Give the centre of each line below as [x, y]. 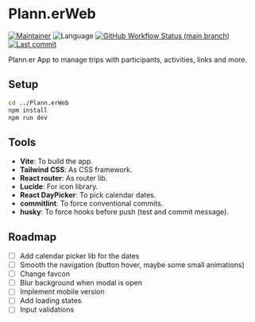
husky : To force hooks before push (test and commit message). [124, 212]
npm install [28, 110]
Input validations [47, 309]
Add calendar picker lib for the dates [79, 256]
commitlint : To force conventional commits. [91, 204]
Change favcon [44, 274]
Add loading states [50, 301]
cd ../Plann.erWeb [39, 103]
